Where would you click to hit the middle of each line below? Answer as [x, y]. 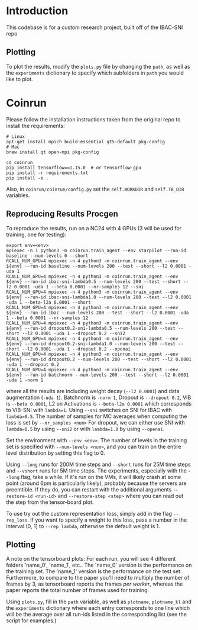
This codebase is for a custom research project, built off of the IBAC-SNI [95, 27]
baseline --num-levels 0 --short [47, 256]
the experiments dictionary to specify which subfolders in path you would [95, 73]
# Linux [16, 136]
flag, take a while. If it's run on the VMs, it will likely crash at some [101, 477]
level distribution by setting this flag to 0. [56, 453]
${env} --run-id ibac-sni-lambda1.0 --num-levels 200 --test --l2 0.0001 [99, 297]
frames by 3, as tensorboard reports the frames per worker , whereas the [95, 584]
